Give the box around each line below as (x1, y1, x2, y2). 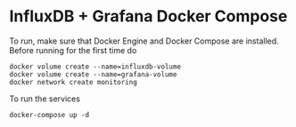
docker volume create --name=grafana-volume (9, 69, 177, 79)
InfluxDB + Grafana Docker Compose (9, 6, 288, 27)
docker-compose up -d (9, 110, 90, 119)
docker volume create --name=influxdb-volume (9, 62, 181, 71)
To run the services (9, 93, 80, 104)
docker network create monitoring (9, 77, 138, 86)
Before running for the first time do (9, 44, 137, 55)
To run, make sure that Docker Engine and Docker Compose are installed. (9, 36, 279, 46)
